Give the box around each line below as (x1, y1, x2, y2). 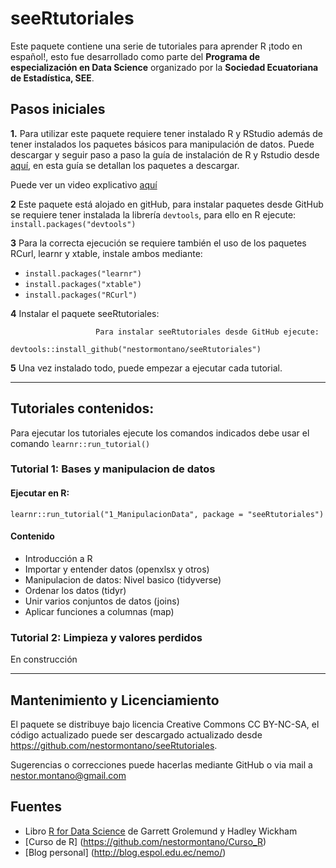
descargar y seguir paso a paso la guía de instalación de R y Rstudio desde (10, 148, 320, 161)
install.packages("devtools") (10, 219, 137, 229)
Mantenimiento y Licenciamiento (10, 692, 220, 709)
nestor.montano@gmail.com (10, 770, 127, 781)
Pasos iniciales (10, 101, 106, 118)
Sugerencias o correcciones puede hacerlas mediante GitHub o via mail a (10, 759, 313, 771)
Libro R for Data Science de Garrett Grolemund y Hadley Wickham (24, 825, 298, 837)
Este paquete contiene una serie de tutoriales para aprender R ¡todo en (10, 40, 303, 52)
